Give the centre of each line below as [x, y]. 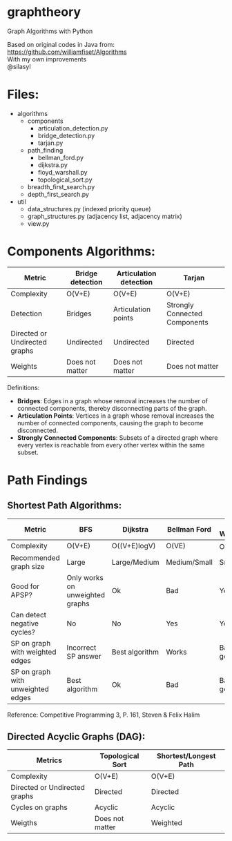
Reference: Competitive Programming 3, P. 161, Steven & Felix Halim [104, 715]
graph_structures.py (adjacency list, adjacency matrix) [105, 216]
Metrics [49, 760]
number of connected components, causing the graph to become [110, 423]
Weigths [24, 822]
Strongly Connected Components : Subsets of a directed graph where [117, 437]
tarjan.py [50, 143]
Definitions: [23, 387]
